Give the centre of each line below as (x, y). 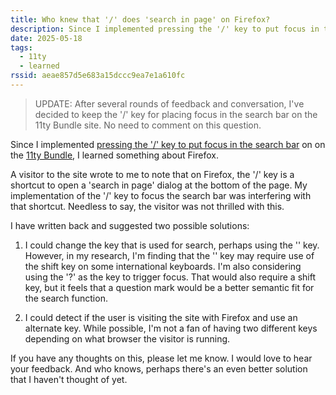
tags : (21, 47)
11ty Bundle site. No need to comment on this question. (148, 125)
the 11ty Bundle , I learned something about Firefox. (114, 155)
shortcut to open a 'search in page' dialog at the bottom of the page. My (159, 185)
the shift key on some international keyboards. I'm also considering (163, 266)
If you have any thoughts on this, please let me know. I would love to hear (161, 358)
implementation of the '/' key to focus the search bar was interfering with (161, 195)
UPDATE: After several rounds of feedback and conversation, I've (169, 103)
